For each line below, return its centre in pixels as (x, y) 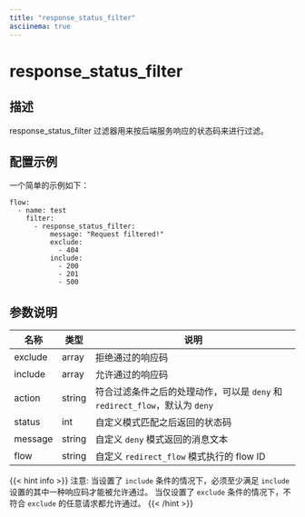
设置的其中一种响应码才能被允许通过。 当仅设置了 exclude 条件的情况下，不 (150, 492)
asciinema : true (40, 26)
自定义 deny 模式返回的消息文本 (162, 440)
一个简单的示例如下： (49, 185)
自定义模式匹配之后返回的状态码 (163, 423)
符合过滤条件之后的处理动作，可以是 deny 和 (189, 392)
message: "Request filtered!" (107, 234)
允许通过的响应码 (132, 375)
